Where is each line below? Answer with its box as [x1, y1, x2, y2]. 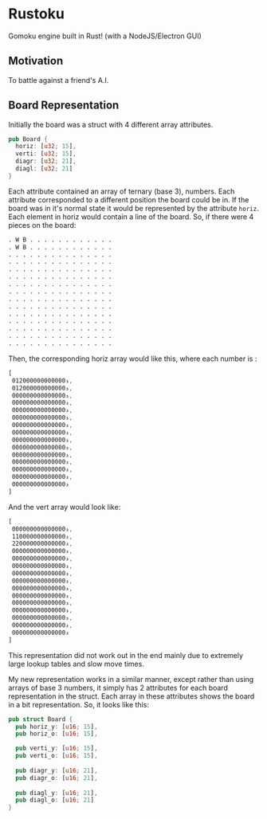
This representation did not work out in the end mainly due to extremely [8, 650, 244, 660]
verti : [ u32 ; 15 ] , [15, 150, 77, 158]
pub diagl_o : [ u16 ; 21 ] [15, 796, 94, 805]
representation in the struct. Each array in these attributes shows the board [8, 691, 255, 701]
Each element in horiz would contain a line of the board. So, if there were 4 [8, 212, 254, 221]
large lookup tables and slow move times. [8, 659, 145, 668]
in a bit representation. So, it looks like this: [8, 699, 150, 709]
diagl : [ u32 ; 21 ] [15, 165, 73, 173]
